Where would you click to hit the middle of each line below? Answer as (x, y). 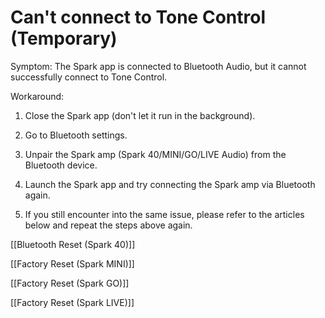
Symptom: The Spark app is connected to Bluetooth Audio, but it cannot (158, 66)
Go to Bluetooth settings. (76, 135)
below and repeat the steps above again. (108, 225)
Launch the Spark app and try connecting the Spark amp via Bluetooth (170, 184)
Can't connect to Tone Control (138, 17)
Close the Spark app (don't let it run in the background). (140, 115)
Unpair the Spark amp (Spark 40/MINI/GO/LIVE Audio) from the (155, 154)
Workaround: (37, 96)
